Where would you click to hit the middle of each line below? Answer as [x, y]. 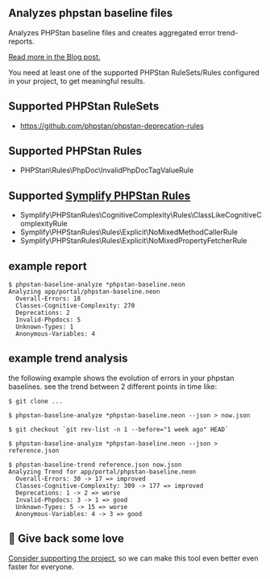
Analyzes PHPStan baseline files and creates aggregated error [112, 32]
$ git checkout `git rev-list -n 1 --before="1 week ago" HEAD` [118, 429]
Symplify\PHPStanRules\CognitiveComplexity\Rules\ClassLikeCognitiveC [141, 215]
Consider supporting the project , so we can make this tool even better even [134, 558]
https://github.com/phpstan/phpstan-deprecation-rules [112, 126]
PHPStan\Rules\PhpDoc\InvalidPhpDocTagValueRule [107, 170]
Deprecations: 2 [43, 313]
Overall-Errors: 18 [48, 299]
